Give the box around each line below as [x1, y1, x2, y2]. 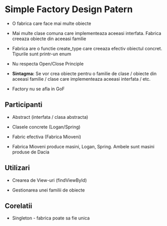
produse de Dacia [12, 149, 50, 155]
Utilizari [5, 164, 30, 172]
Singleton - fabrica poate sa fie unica [12, 215, 90, 221]
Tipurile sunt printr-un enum [12, 51, 72, 57]
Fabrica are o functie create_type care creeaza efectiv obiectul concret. [12, 45, 162, 51]
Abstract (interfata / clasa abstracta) [12, 114, 88, 120]
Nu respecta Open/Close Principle [12, 60, 84, 67]
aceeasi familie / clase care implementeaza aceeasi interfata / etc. [12, 76, 151, 82]
